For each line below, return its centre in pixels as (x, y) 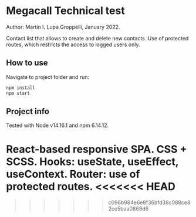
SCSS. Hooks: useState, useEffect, (92, 161)
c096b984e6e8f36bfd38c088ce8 (149, 202)
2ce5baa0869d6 (129, 209)
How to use (27, 63)
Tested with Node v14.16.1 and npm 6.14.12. (58, 125)
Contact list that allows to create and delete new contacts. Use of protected (97, 38)
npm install (21, 88)
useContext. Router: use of (73, 174)
